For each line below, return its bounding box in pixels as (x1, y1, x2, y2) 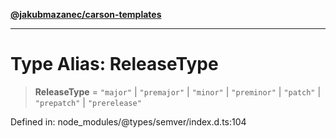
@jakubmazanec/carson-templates (10, 9, 162, 20)
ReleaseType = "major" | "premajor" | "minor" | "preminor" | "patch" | (34, 85, 322, 98)
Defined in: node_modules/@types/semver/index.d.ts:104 (10, 115, 247, 128)
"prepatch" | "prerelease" (34, 96, 142, 108)
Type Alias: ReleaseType (10, 53, 219, 76)
